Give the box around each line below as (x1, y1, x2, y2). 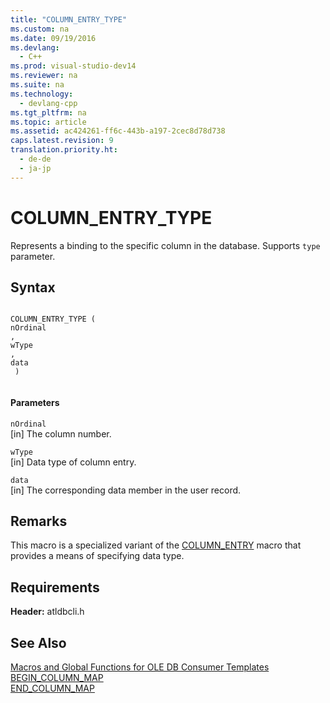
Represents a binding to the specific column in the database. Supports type (10, 239, 321, 251)
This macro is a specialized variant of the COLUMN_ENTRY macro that (10, 539, 302, 551)
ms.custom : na (10, 24, 70, 34)
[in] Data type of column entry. (10, 456, 137, 468)
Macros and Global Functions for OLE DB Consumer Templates (10, 661, 270, 673)
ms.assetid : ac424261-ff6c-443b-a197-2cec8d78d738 (10, 126, 226, 136)
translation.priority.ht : (10, 145, 118, 155)
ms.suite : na (10, 80, 65, 90)
